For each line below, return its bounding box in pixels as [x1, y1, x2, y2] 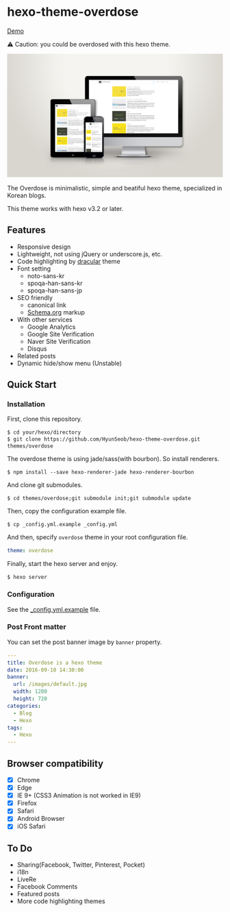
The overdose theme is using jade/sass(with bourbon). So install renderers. [7, 455, 220, 463]
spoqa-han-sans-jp [27, 286, 82, 295]
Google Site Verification [27, 330, 94, 338]
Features [7, 224, 46, 236]
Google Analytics [27, 323, 76, 331]
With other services [16, 315, 73, 323]
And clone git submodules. [7, 481, 83, 489]
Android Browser [16, 815, 65, 823]
